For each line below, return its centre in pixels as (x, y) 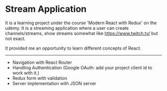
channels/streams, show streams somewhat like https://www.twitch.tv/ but (82, 33)
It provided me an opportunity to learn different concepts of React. (73, 48)
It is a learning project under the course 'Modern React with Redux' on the (81, 23)
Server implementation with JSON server (54, 83)
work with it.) (26, 73)
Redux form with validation (40, 78)
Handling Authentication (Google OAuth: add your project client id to (82, 67)
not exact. (15, 39)
